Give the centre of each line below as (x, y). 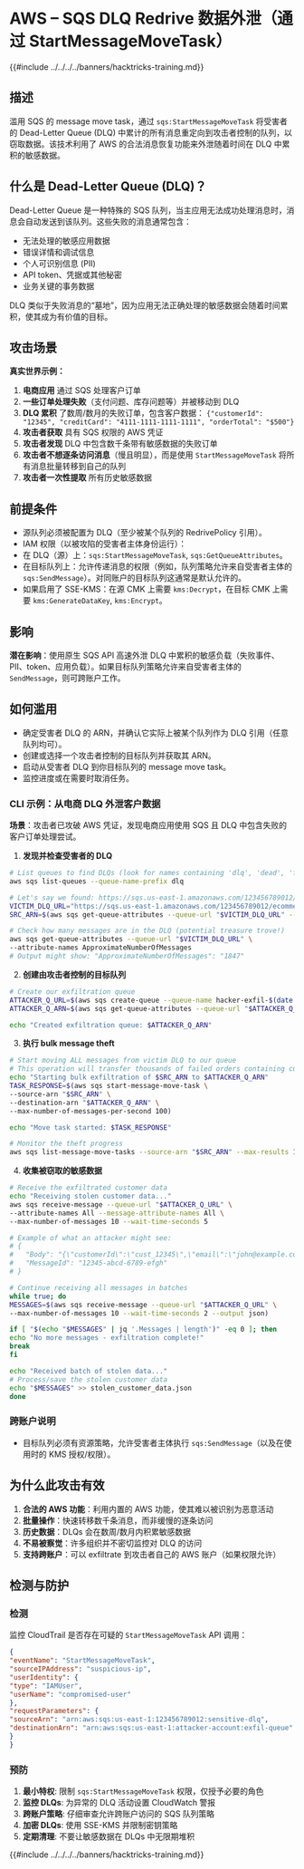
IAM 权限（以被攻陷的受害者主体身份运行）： (104, 544)
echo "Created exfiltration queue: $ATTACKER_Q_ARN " (111, 1025)
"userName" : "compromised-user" (70, 1694)
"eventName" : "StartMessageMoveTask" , (82, 1661)
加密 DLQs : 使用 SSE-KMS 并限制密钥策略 (100, 1826)
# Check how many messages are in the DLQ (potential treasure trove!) (147, 931)
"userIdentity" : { (44, 1677)
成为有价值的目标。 (76, 316)
